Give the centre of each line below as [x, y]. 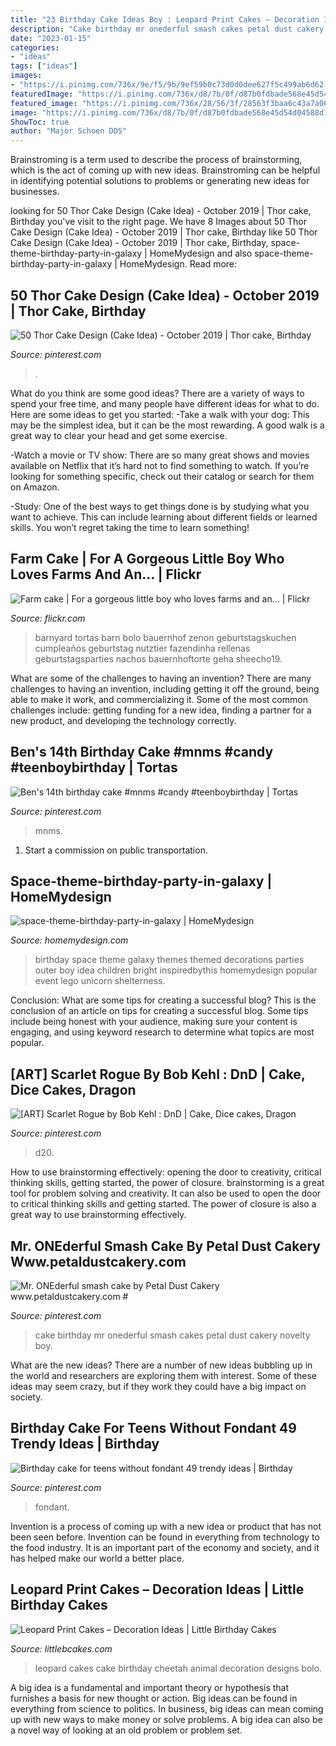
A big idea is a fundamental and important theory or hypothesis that [150, 1687]
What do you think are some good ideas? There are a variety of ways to [157, 393]
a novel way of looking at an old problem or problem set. [126, 1730]
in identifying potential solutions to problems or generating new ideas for [160, 181]
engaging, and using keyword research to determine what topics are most [162, 1032]
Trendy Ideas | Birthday [85, 1444]
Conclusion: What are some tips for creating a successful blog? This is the [163, 1000]
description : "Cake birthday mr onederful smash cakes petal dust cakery [167, 29]
